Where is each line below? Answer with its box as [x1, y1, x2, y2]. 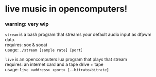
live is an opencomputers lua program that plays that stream [5, 57, 127, 62]
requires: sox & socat [5, 42, 48, 48]
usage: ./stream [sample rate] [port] [5, 47, 83, 53]
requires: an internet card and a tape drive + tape [5, 62, 104, 67]
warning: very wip [5, 21, 49, 28]
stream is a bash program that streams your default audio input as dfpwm [5, 31, 152, 37]
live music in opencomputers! [5, 3, 128, 15]
